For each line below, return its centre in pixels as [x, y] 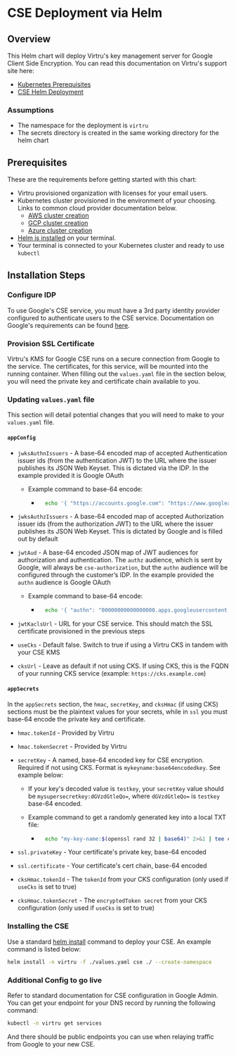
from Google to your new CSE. [51, 1044]
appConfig [22, 438]
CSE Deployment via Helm [85, 13]
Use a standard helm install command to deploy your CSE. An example [109, 942]
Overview [29, 39]
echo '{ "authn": [70, 610]
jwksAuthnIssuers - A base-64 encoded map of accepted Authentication [122, 453]
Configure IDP [32, 295]
